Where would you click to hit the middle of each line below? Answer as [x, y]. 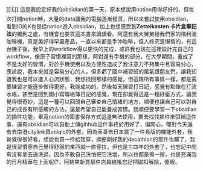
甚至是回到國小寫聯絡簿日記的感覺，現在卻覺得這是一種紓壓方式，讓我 [109, 94]
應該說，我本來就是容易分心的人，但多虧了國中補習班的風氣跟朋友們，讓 [96, 71]
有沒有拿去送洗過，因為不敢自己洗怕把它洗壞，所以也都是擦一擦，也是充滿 [99, 154]
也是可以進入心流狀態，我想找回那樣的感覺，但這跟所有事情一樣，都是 [104, 79]
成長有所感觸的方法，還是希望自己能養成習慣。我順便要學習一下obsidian [107, 109]
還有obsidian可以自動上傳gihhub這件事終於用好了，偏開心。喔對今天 [102, 124]
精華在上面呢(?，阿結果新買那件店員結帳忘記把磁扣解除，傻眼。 [101, 162]
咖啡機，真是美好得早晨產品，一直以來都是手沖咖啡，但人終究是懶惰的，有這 [101, 41]
